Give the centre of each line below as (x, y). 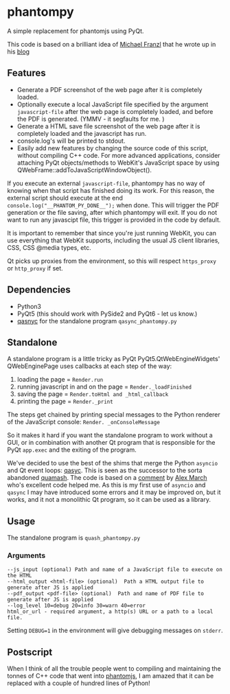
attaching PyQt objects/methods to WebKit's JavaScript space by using (118, 163)
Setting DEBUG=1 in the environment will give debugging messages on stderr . (115, 631)
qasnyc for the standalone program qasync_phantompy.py (97, 321)
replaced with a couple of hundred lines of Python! (79, 683)
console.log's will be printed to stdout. (71, 141)
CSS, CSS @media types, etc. (49, 247)
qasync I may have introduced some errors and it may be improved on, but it (114, 492)
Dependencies (39, 290)
